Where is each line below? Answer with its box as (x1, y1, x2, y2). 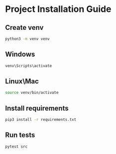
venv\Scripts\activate (5, 63, 52, 68)
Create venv (5, 23, 44, 32)
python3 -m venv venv (5, 36, 50, 41)
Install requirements (5, 104, 69, 112)
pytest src (5, 144, 28, 149)
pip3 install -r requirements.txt (5, 117, 77, 122)
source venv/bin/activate (5, 90, 58, 95)
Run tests (5, 131, 35, 140)
